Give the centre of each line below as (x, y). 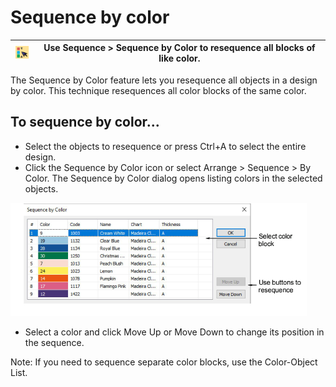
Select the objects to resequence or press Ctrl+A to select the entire (165, 146)
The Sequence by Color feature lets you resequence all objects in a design (164, 80)
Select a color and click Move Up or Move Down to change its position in (174, 332)
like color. (179, 58)
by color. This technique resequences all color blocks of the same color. (158, 90)
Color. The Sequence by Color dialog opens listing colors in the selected (173, 178)
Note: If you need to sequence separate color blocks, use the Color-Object (164, 362)
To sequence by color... (85, 122)
